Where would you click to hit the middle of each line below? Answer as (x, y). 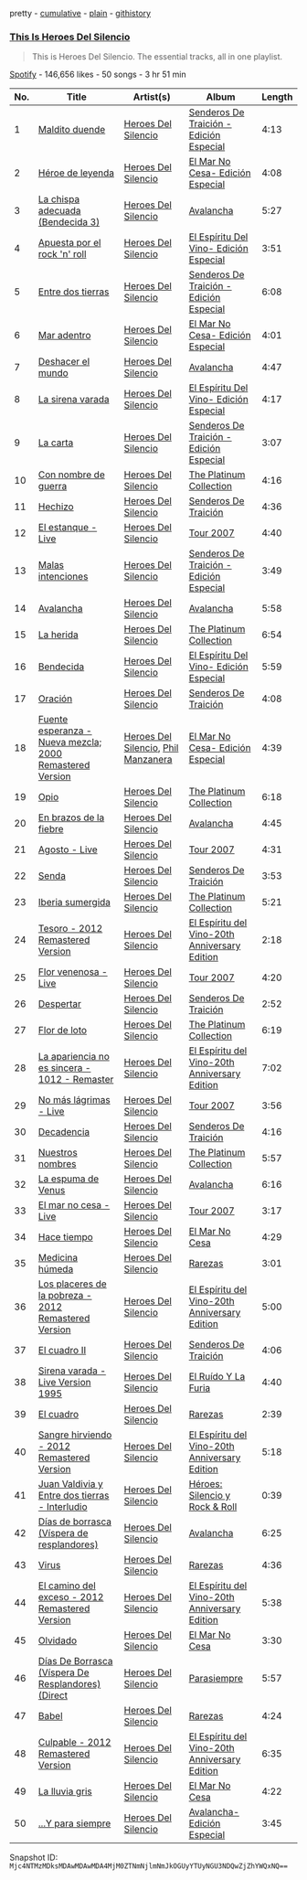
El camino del (67, 1586)
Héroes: (206, 1484)
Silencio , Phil (151, 748)
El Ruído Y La (217, 1377)
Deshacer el (64, 362)
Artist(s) (152, 97)
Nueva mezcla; (70, 742)
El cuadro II (62, 1351)
